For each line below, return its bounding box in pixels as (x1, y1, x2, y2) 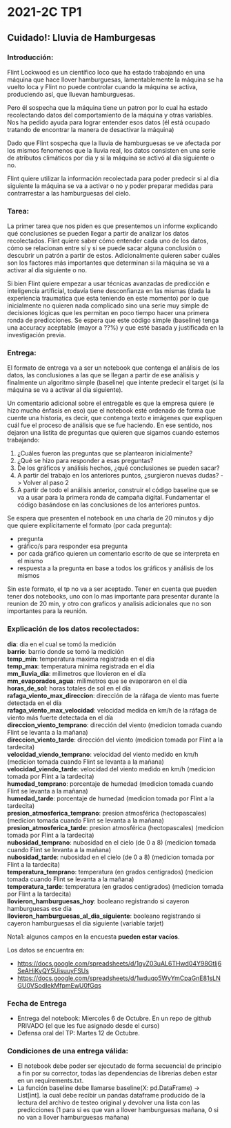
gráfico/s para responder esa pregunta (17, 542, 128, 550)
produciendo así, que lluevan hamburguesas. (7, 90, 135, 98)
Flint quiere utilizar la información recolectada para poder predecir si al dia (7, 174, 219, 182)
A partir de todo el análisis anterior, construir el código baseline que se (17, 486, 219, 494)
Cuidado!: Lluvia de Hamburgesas (7, 32, 157, 44)
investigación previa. (7, 331, 66, 339)
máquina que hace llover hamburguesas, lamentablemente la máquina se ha (7, 75, 223, 84)
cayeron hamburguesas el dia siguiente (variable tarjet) (7, 919, 164, 927)
